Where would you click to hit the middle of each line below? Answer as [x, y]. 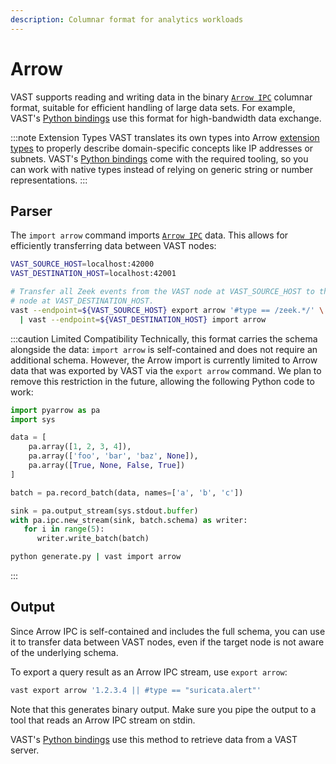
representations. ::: [49, 180]
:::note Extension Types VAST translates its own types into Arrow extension [165, 137]
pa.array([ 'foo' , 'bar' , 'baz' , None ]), [113, 456]
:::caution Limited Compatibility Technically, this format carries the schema [164, 338]
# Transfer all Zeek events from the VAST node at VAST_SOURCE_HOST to [162, 292]
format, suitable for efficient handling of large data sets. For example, [153, 107]
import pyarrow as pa [55, 410]
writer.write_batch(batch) [93, 539]
